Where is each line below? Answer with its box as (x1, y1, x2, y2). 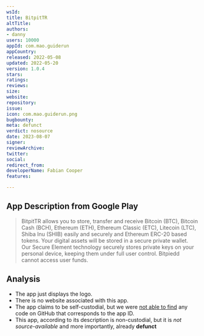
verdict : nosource (6, 128, 53, 134)
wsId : (6, 9, 20, 15)
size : (6, 88, 20, 95)
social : (6, 156, 26, 162)
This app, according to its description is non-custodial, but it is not (15, 316, 181, 323)
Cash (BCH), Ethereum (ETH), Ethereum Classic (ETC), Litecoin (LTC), (21, 224, 197, 231)
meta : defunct (6, 123, 43, 129)
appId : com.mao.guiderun (6, 43, 69, 49)
